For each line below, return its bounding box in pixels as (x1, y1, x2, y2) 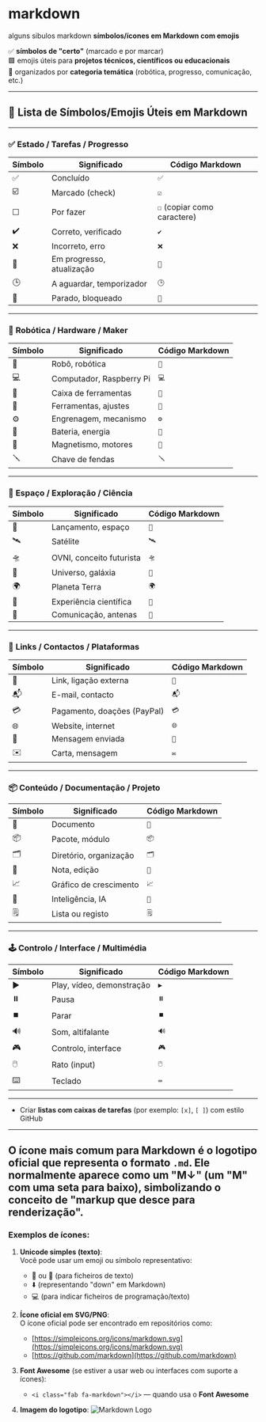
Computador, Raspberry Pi (51, 373, 150, 384)
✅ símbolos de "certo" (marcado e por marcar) (8, 46, 164, 55)
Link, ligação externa (51, 674, 129, 685)
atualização (51, 264, 95, 275)
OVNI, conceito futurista (51, 552, 141, 563)
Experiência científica (51, 596, 132, 607)
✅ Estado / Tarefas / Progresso (8, 138, 129, 150)
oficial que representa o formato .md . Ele (8, 1156, 211, 1170)
